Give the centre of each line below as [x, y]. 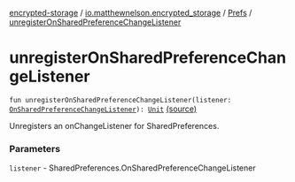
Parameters [35, 148]
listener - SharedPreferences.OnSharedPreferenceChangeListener [132, 168]
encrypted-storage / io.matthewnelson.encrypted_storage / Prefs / [131, 13]
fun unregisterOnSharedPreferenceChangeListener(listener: [120, 100]
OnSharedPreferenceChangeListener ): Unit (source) [103, 109]
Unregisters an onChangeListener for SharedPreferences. [114, 125]
